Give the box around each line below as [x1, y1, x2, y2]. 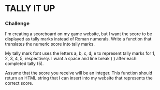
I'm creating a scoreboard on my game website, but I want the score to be [5, 31, 152, 37]
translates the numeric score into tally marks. [5, 41, 95, 47]
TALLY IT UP [5, 3, 56, 14]
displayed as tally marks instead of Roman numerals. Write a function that [5, 36, 152, 42]
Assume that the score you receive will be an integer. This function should [5, 70, 153, 76]
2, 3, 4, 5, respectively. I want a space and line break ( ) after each [5, 56, 137, 62]
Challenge [5, 20, 30, 27]
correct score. [5, 80, 33, 86]
